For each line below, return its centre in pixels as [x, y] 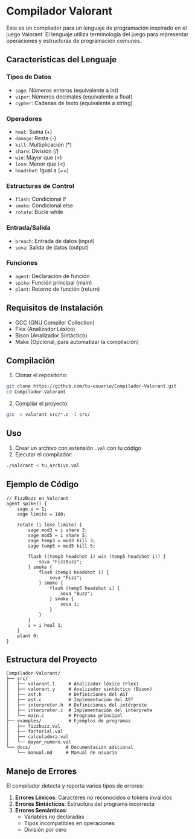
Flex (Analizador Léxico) [45, 329]
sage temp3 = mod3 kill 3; [62, 540]
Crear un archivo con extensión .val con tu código [78, 448]
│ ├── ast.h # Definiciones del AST [67, 695]
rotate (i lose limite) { [50, 525]
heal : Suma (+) [34, 132]
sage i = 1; [32, 509]
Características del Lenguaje [62, 60]
